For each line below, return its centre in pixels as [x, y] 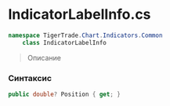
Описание [44, 57]
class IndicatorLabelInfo [65, 42]
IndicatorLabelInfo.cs [80, 15]
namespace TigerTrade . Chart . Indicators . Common [85, 35]
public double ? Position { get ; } [65, 94]
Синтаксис [30, 78]
